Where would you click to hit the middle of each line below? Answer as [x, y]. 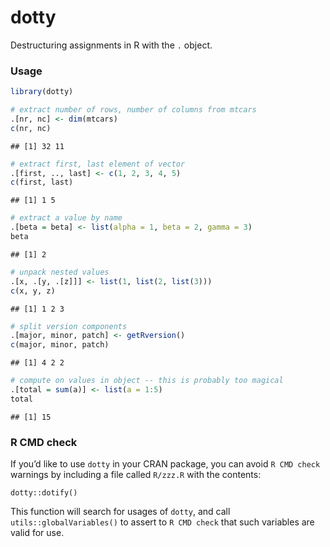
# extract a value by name [66, 218]
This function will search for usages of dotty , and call [120, 512]
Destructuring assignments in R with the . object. [111, 45]
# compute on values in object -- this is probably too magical [147, 381]
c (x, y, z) [33, 291]
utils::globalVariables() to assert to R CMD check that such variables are [162, 522]
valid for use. [37, 533]
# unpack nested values [60, 272]
